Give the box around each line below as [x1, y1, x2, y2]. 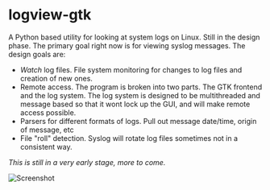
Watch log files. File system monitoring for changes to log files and [19, 64, 243, 74]
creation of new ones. [19, 73, 93, 83]
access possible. [19, 107, 77, 118]
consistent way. [19, 142, 73, 151]
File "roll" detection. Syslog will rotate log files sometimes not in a [19, 133, 239, 142]
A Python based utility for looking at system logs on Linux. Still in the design [8, 32, 260, 42]
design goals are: [8, 49, 66, 59]
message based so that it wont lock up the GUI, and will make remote [19, 99, 251, 109]
